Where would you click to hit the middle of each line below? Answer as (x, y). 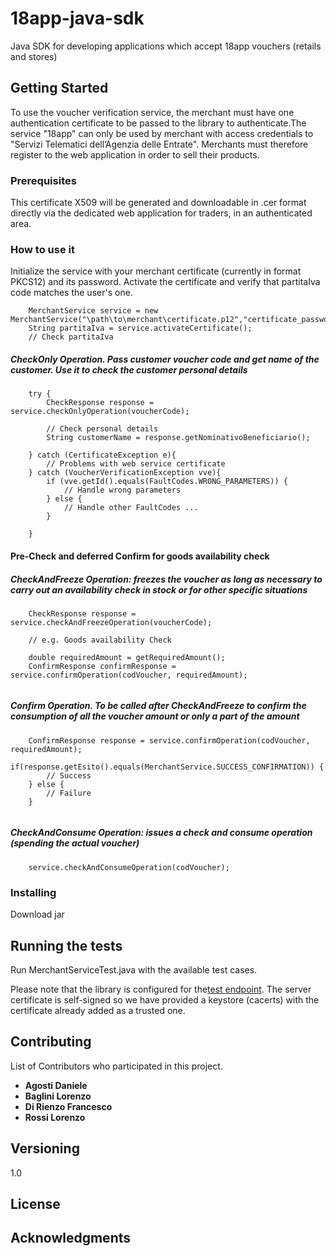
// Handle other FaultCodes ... (131, 508)
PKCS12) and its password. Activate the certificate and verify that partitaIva (165, 282)
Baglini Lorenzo (58, 1096)
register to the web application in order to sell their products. (135, 154)
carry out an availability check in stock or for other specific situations (159, 589)
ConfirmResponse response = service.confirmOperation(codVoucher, (169, 740)
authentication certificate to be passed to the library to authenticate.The (158, 123)
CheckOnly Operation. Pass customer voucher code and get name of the (165, 359)
